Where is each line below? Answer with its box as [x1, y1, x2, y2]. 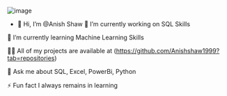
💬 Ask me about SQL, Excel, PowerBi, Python [7, 68, 136, 75]
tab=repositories [7, 54, 55, 62]
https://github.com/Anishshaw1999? [116, 47, 220, 55]
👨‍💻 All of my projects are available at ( [7, 47, 116, 55]
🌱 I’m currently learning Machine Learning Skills [7, 33, 144, 41]
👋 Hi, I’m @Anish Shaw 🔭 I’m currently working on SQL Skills [17, 20, 190, 28]
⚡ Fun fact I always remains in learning [7, 81, 118, 89]
